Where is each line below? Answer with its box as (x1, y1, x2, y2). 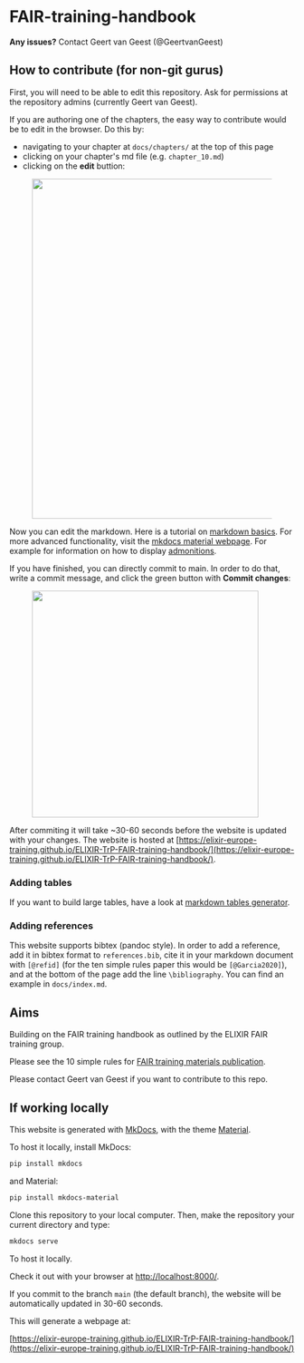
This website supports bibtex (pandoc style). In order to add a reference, (9, 940, 280, 951)
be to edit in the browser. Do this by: (9, 123, 145, 134)
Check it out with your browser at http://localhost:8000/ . (9, 1271, 220, 1281)
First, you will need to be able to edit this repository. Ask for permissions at (9, 86, 289, 97)
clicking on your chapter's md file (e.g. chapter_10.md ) (22, 151, 224, 161)
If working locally (9, 1100, 109, 1115)
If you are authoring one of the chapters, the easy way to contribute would (9, 113, 287, 124)
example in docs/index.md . (9, 978, 108, 989)
